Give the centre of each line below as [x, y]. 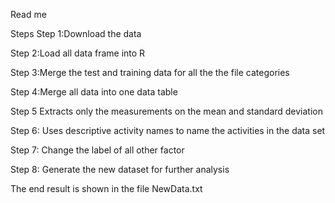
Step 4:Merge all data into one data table [94, 92]
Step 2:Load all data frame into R [78, 53]
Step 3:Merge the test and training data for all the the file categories [150, 72]
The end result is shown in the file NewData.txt [106, 188]
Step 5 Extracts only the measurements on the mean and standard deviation [167, 111]
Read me [28, 14]
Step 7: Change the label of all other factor [97, 150]
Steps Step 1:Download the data [76, 33]
